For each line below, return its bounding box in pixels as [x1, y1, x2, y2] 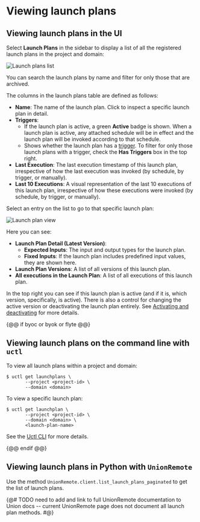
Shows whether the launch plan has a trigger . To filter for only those [23, 142, 193, 149]
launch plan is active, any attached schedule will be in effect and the [23, 129, 194, 136]
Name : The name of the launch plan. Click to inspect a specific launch [14, 104, 190, 111]
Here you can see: [6, 228, 52, 235]
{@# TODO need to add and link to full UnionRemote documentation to [6, 496, 182, 503]
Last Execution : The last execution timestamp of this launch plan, [14, 161, 178, 168]
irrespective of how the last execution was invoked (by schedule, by [14, 167, 184, 175]
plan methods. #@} [6, 509, 54, 516]
